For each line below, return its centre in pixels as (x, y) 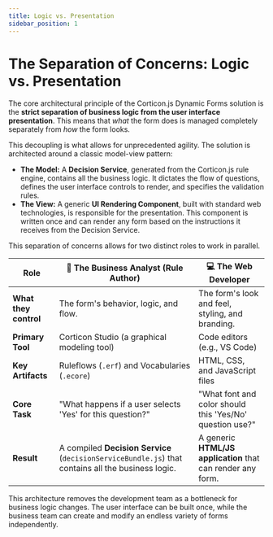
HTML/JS (217, 448)
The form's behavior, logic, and (119, 303)
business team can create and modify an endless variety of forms (119, 516)
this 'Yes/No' (223, 414)
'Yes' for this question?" (104, 414)
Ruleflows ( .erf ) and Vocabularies (125, 365)
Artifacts (30, 376)
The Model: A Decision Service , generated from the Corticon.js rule (134, 170)
